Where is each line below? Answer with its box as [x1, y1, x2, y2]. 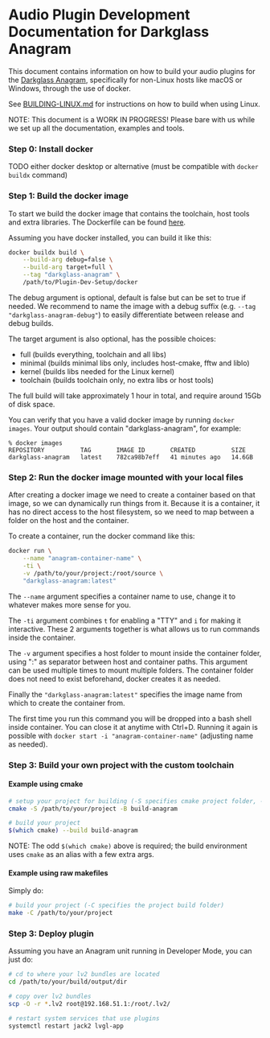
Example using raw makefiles [8, 867, 108, 878]
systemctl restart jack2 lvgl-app [8, 1022, 125, 1030]
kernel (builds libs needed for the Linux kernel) [19, 366, 175, 376]
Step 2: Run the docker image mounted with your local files [8, 472, 243, 483]
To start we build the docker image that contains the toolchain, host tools [8, 208, 250, 218]
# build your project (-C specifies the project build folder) [8, 901, 225, 910]
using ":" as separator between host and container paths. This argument [8, 657, 247, 666]
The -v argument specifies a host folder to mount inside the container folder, [8, 648, 262, 657]
